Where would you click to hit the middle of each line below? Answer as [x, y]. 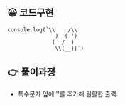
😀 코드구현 [31, 13]
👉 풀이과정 [31, 72]
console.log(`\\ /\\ [43, 30]
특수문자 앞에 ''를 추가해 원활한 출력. [68, 94]
